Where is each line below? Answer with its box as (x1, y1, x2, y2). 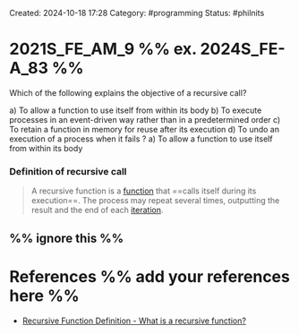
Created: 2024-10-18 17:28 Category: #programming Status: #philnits (9, 8, 265, 18)
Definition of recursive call (9, 165, 127, 177)
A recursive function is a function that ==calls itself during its (30, 185, 257, 196)
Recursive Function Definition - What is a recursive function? (21, 315, 246, 326)
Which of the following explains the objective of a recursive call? (9, 87, 247, 98)
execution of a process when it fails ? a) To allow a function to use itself (9, 133, 273, 144)
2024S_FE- (200, 39, 286, 59)
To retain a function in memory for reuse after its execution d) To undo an (9, 124, 280, 134)
